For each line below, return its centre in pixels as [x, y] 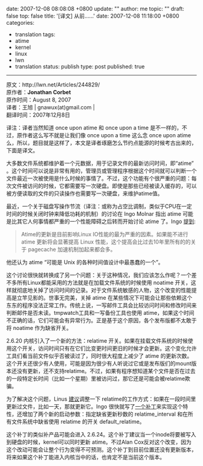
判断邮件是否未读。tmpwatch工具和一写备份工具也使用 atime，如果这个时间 [100, 313]
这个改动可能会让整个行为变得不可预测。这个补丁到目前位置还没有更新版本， [101, 449]
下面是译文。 [22, 150]
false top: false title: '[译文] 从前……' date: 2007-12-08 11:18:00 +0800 [93, 16]
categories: [20, 23]
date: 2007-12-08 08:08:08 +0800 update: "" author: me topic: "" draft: [95, 9]
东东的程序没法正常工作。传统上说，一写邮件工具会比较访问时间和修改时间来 [101, 305]
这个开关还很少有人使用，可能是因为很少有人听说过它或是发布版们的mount [99, 363]
